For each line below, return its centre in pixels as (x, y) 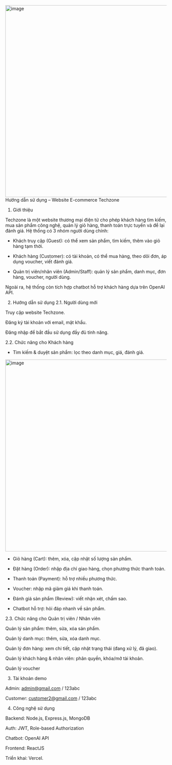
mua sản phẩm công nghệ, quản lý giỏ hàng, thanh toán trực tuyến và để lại (85, 225)
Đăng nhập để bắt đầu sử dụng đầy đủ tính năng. (57, 332)
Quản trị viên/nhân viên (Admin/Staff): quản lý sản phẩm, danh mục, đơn (89, 272)
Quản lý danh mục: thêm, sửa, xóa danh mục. (53, 638)
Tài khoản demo (30, 678)
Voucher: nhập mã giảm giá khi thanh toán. (58, 589)
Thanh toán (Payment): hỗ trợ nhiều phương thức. (65, 579)
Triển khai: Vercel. (24, 758)
